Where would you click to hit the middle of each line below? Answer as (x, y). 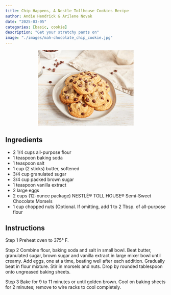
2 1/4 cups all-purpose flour (42, 152)
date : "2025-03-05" (26, 21)
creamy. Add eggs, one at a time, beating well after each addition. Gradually (85, 261)
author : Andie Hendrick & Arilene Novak (49, 16)
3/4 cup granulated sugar (40, 174)
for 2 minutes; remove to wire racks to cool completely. (63, 287)
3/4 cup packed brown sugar (43, 179)
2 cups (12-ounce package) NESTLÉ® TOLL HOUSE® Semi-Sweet (82, 196)
